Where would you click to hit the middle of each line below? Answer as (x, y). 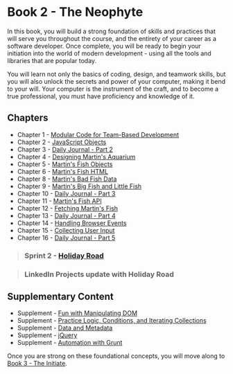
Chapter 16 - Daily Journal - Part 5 (66, 238)
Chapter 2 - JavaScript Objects (62, 142)
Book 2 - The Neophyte (75, 12)
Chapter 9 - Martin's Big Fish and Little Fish (79, 186)
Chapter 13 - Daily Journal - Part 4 (66, 215)
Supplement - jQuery (47, 335)
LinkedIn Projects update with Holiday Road (99, 274)
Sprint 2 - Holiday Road (64, 256)
